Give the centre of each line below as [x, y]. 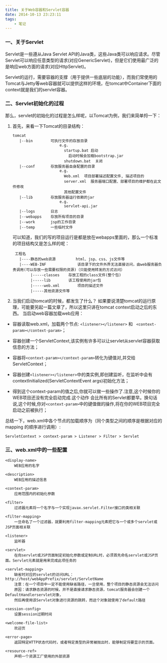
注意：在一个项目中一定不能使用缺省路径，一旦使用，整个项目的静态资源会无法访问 [86, 585]
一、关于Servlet [24, 42]
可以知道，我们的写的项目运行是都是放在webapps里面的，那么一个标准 [85, 237]
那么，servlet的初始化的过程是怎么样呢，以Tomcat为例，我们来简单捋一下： [83, 115]
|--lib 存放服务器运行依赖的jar [57, 197]
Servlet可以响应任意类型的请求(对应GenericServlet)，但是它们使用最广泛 [80, 60]
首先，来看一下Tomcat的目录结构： [48, 126]
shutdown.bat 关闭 [83, 161]
